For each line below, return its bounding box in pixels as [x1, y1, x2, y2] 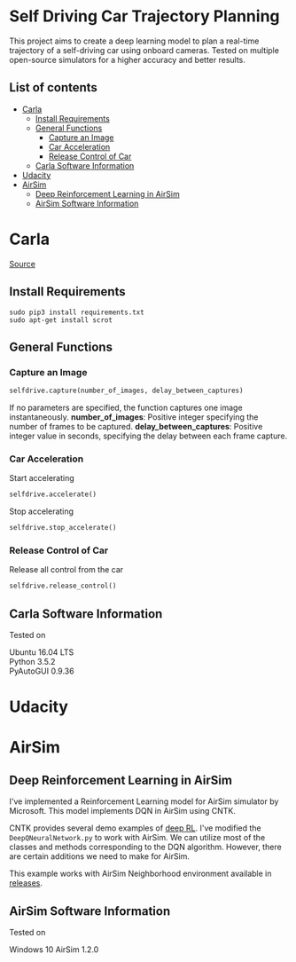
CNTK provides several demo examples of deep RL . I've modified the [9, 823, 261, 833]
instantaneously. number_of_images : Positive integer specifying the [9, 412, 259, 422]
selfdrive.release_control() [9, 581, 117, 591]
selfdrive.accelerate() [9, 490, 97, 499]
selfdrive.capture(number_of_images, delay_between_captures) [9, 386, 244, 396]
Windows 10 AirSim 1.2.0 [9, 944, 99, 955]
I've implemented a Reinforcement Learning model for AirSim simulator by [9, 796, 279, 807]
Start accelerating [9, 473, 75, 484]
